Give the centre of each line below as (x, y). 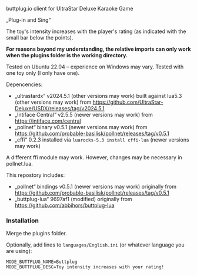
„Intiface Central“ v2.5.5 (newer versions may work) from (84, 115)
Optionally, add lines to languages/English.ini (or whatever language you (96, 245)
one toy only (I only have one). (43, 73)
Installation (23, 221)
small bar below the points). (40, 37)
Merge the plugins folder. (37, 234)
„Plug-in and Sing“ (29, 20)
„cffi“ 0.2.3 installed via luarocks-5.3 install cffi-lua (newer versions (102, 140)
